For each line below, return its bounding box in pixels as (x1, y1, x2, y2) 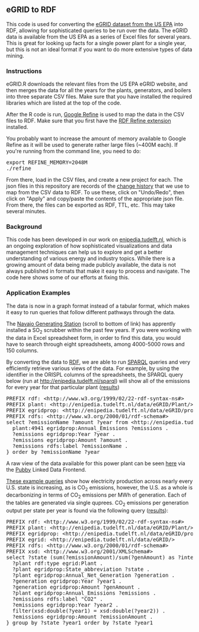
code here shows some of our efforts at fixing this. (6, 274, 130, 281)
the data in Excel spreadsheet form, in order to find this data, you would (6, 334, 181, 341)
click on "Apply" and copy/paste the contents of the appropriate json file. (6, 195, 184, 203)
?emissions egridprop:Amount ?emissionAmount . (12, 613, 153, 620)
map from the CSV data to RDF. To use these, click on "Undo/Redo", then (6, 189, 185, 196)
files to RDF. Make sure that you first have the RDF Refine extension (6, 117, 171, 124)
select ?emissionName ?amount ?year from (6, 419, 129, 425)
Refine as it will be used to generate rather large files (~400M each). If (6, 141, 178, 148)
